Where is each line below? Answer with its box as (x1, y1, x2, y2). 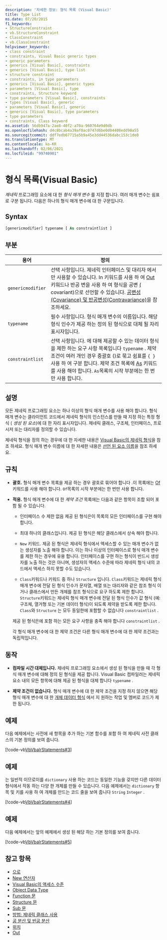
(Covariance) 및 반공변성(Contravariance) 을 (50, 296, 152, 303)
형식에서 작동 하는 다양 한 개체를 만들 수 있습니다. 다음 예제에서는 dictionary (5, 783, 155, 789)
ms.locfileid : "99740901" (5, 151, 59, 156)
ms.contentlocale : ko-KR (5, 142, 57, 147)
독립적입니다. (12, 634, 38, 641)
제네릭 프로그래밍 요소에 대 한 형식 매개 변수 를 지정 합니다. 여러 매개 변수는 (5, 191, 151, 197)
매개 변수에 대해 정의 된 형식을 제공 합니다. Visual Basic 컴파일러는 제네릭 (17, 671, 161, 677)
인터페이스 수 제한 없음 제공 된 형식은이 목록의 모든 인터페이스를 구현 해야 (19, 513, 162, 519)
